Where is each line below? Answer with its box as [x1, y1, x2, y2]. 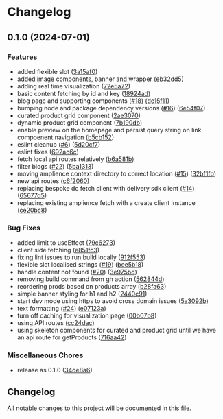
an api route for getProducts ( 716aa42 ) [16, 333, 127, 342]
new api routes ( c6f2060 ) [16, 176, 90, 185]
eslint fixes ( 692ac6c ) [16, 147, 79, 156]
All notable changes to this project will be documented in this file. [7, 404, 192, 412]
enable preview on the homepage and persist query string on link [16, 125, 202, 134]
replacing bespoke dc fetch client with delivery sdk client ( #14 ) [16, 184, 195, 192]
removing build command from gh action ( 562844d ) [16, 275, 165, 283]
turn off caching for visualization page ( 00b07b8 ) [16, 311, 157, 320]
